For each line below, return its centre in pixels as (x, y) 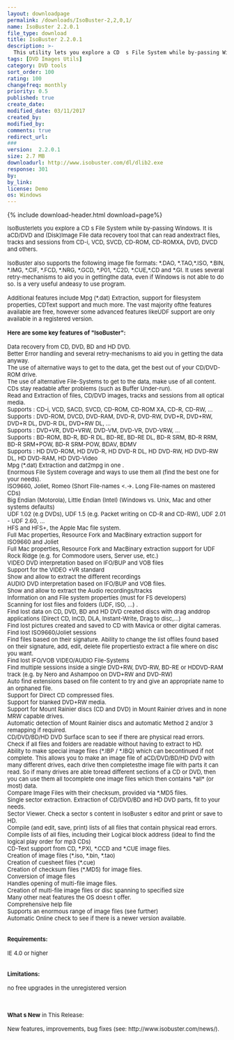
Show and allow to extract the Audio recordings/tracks (80, 591)
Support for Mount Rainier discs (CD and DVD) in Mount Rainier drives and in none (117, 709)
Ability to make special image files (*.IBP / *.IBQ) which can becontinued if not (111, 751)
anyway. (18, 361)
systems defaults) (31, 507)
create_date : (26, 105)
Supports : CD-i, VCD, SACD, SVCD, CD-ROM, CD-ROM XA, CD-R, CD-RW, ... (110, 410)
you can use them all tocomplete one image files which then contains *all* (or (111, 779)
